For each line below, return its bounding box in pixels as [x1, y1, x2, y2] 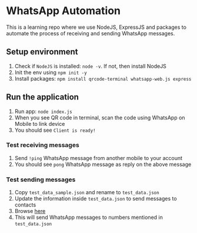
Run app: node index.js [14, 108, 72, 115]
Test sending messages [6, 175, 76, 184]
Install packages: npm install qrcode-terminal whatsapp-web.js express [14, 75, 192, 82]
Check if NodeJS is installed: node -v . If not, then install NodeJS [14, 62, 166, 69]
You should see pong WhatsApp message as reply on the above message [14, 161, 192, 168]
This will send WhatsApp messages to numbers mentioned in [14, 214, 163, 221]
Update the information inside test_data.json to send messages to [14, 195, 178, 202]
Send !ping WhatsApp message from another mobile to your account [14, 154, 183, 161]
